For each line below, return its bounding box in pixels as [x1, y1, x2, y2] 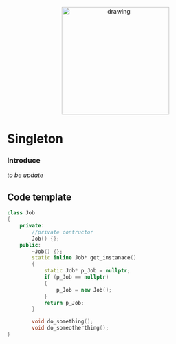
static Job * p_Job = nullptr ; [43, 267, 131, 274]
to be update [7, 171, 43, 179]
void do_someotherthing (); [32, 325, 109, 332]
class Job [7, 210, 36, 216]
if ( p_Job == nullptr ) [43, 274, 109, 281]
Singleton [7, 131, 63, 147]
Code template [7, 191, 72, 203]
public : [19, 241, 41, 248]
